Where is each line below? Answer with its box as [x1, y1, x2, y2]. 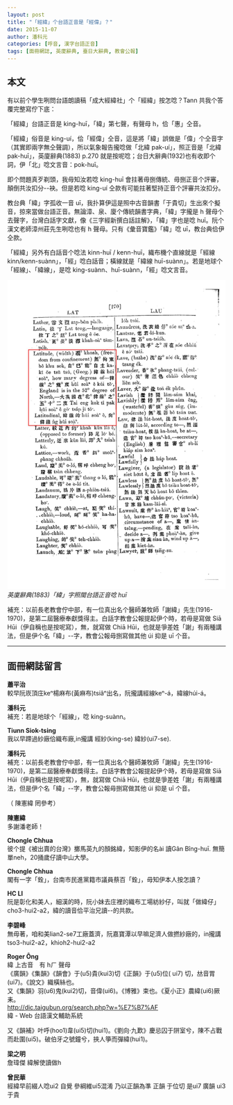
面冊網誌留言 [7, 661, 62, 672]
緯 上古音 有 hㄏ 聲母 [7, 960, 71, 969]
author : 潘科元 [7, 33, 48, 40]
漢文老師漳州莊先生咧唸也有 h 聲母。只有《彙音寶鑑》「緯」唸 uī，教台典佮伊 [7, 225, 225, 233]
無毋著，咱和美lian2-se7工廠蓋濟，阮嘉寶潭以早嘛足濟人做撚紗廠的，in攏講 [7, 929, 222, 938]
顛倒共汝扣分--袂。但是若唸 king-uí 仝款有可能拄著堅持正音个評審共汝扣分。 [7, 184, 225, 192]
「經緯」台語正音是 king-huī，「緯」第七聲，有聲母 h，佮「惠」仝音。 [7, 119, 205, 128]
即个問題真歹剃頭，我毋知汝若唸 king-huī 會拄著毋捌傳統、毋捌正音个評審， [7, 175, 223, 184]
